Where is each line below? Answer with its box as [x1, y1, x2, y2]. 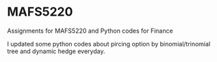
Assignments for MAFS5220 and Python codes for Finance [7, 27, 173, 35]
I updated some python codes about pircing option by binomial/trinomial [7, 40, 211, 48]
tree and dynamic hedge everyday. [7, 47, 105, 55]
